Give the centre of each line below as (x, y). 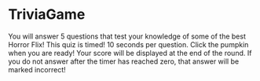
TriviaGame (47, 15)
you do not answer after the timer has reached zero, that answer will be (124, 61)
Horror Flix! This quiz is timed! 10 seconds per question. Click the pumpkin (128, 44)
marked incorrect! (37, 69)
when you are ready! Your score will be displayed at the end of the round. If (130, 53)
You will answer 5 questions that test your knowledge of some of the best (127, 36)
